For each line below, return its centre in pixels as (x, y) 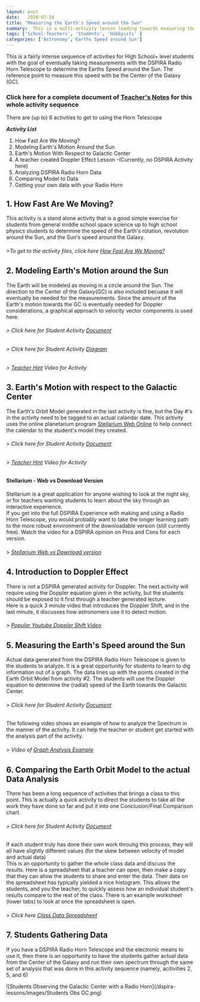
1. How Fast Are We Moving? (60, 204)
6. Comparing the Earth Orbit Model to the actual (98, 770)
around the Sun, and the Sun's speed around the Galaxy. (76, 237)
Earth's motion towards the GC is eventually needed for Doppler (85, 304)
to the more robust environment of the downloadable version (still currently (98, 526)
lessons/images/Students (37, 992)
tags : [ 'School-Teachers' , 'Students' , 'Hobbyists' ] (74, 34)
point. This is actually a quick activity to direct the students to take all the (96, 800)
